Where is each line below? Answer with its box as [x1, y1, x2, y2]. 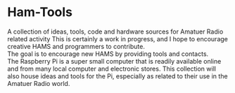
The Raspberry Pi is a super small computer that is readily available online [7, 57, 222, 65]
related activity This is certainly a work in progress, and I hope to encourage [7, 34, 229, 43]
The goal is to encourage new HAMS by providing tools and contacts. [7, 50, 209, 58]
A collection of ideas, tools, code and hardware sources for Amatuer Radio [7, 27, 224, 36]
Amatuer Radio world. [7, 79, 70, 87]
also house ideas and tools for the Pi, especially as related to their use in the [7, 71, 228, 80]
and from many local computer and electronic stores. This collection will [7, 64, 217, 73]
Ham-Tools [7, 4, 72, 20]
